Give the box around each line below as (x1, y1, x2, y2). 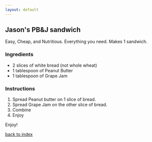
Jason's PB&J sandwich (5, 26, 81, 34)
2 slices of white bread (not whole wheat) (12, 62, 98, 68)
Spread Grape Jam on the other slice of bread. (12, 102, 107, 108)
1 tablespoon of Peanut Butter (12, 67, 73, 73)
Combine (12, 107, 31, 113)
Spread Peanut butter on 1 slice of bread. (12, 96, 96, 102)
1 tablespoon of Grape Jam (12, 73, 68, 79)
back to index (5, 132, 33, 138)
